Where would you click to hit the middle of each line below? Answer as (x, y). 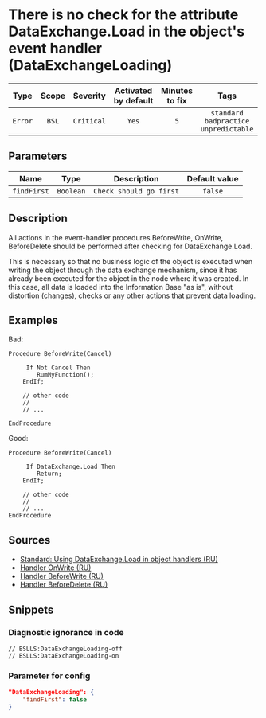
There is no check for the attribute (123, 15)
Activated (133, 91)
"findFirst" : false (55, 700)
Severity (89, 96)
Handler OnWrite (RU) (55, 568)
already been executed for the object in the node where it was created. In (129, 278)
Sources (29, 540)
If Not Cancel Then (58, 368)
